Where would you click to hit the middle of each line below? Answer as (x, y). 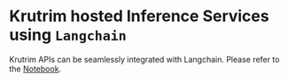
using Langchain (68, 35)
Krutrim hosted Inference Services (139, 16)
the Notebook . (35, 69)
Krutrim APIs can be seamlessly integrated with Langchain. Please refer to (144, 59)
